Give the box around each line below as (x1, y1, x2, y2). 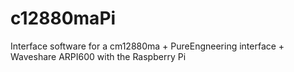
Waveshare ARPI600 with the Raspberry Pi (10, 50, 187, 62)
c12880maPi (10, 7, 117, 30)
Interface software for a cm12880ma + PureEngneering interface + (10, 40, 285, 52)
